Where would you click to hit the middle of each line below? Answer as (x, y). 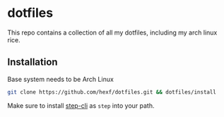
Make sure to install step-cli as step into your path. (81, 105)
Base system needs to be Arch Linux (61, 79)
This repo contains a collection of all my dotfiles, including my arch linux (112, 32)
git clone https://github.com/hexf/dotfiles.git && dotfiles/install (112, 92)
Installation (33, 62)
